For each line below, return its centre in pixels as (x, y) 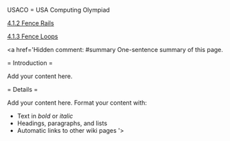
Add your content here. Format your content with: (77, 103)
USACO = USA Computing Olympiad (58, 10)
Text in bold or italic (45, 116)
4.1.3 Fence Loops (33, 36)
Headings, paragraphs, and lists (62, 123)
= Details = (23, 89)
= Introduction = (30, 63)
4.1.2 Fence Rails (31, 23)
